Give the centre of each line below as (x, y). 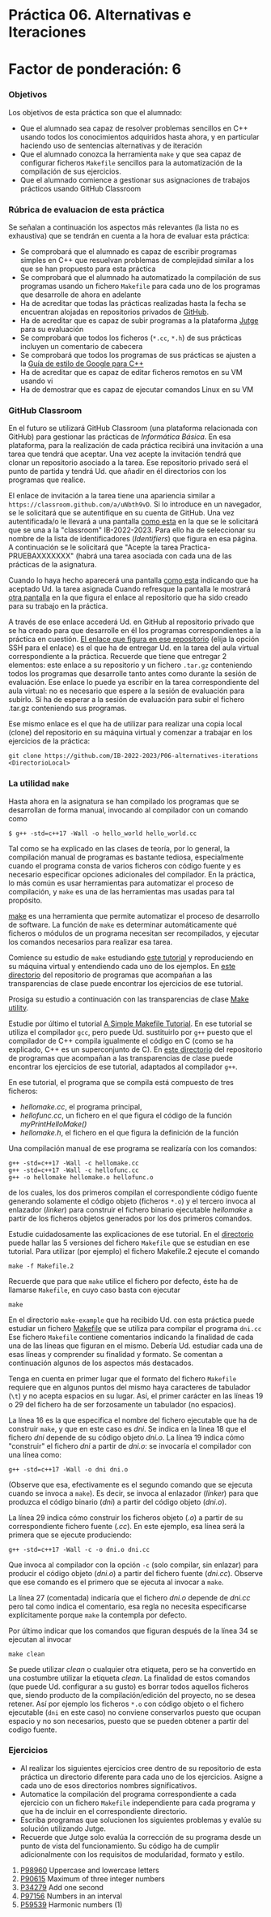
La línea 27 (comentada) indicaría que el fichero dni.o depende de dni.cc (129, 1597)
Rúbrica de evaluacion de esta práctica (87, 209)
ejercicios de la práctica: (49, 741)
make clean (27, 1654)
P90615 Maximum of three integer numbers (93, 1878)
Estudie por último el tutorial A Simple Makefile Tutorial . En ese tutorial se (130, 1023)
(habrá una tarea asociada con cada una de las (154, 556)
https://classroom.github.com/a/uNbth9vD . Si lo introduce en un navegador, (135, 504)
